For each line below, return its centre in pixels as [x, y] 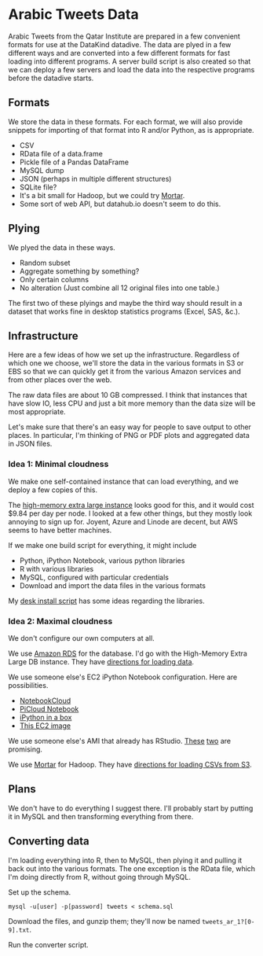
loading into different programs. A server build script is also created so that [130, 61]
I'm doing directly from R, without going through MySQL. [99, 877]
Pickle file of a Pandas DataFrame [74, 162]
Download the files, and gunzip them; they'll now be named [104, 921]
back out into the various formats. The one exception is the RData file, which [132, 868]
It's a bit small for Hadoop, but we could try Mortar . [102, 195]
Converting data [49, 842]
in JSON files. [30, 444]
